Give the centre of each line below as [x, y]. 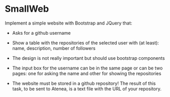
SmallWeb [27, 9]
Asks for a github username [41, 33]
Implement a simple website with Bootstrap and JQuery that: [69, 23]
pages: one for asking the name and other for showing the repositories [87, 73]
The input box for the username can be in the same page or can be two [87, 68]
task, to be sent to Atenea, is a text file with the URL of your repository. [87, 89]
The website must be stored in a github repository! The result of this [84, 83]
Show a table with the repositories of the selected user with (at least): [86, 43]
